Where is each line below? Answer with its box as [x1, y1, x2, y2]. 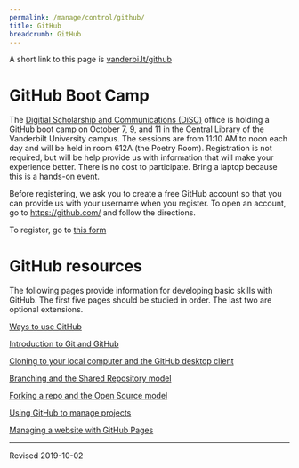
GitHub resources [9, 255, 142, 276]
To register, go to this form [9, 224, 107, 236]
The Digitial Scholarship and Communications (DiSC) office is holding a [9, 115, 270, 125]
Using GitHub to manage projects [9, 407, 132, 418]
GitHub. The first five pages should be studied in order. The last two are [9, 295, 272, 305]
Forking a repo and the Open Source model [9, 391, 168, 401]
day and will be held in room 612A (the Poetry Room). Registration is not [9, 143, 273, 154]
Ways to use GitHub [9, 321, 83, 332]
